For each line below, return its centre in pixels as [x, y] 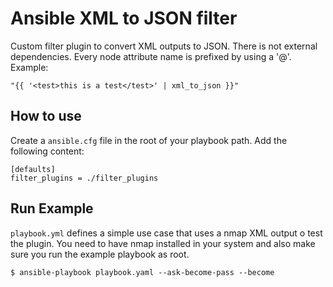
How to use [46, 116]
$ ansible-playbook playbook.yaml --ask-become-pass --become [142, 272]
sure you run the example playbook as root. [100, 254]
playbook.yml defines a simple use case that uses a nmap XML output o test [166, 233]
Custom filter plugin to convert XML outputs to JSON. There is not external [164, 46]
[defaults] [33, 169]
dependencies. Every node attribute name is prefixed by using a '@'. [151, 56]
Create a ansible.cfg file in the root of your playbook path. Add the [149, 140]
